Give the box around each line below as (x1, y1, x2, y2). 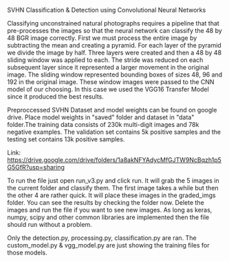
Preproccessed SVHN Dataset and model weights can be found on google (7, 106, 217, 114)
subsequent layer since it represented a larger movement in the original (7, 63, 210, 71)
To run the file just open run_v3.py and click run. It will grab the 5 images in (7, 177, 219, 185)
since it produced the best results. (7, 92, 105, 101)
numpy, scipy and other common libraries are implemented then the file (7, 213, 210, 221)
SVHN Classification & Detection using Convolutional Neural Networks (7, 6, 206, 14)
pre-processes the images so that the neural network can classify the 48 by (7, 27, 222, 34)
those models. (7, 248, 47, 256)
